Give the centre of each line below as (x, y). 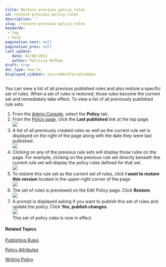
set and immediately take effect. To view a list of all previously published (79, 99)
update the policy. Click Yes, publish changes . (60, 206)
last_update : (19, 51)
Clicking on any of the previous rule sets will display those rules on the (84, 152)
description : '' (22, 19)
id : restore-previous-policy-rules (42, 14)
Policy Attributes (22, 250)
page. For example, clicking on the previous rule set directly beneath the (86, 157)
